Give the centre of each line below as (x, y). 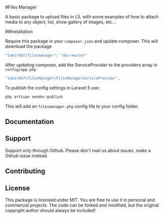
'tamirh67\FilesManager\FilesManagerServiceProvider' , (63, 78)
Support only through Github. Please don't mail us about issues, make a (78, 150)
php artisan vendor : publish (34, 97)
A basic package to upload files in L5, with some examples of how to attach (82, 17)
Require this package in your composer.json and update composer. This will (82, 41)
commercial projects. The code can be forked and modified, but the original (82, 205)
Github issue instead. (27, 156)
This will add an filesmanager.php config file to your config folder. (72, 106)
